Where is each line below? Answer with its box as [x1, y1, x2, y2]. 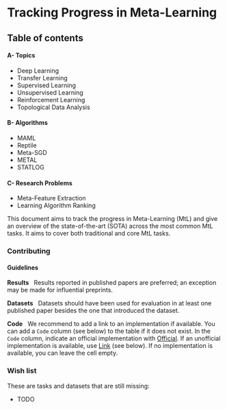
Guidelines [7, 263, 39, 272]
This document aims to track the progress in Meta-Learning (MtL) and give [7, 215, 218, 223]
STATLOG [16, 163, 44, 171]
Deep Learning [16, 67, 59, 75]
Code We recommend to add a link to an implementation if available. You [7, 320, 215, 328]
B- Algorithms [7, 119, 48, 127]
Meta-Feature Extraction [16, 194, 87, 202]
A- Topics [7, 51, 36, 60]
